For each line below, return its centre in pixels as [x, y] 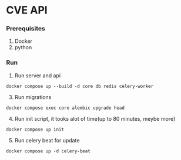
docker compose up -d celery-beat [48, 151]
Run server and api [37, 75]
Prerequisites [26, 29]
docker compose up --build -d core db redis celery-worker [80, 86]
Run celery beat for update [47, 140]
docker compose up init [35, 130]
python [23, 47]
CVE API [27, 10]
